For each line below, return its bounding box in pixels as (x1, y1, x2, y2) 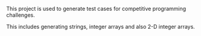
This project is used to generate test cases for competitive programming (6, 5, 187, 12)
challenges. (6, 11, 35, 19)
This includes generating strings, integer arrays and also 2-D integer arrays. (6, 23, 195, 30)
